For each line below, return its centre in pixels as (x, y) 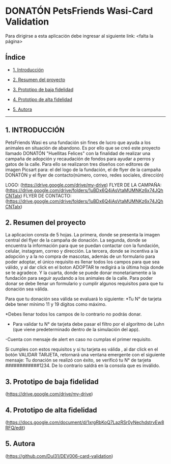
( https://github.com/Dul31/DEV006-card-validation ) (59, 456)
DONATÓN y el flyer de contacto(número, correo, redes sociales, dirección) (84, 175)
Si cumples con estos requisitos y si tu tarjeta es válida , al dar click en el (82, 349)
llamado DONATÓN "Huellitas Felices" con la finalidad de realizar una (78, 153)
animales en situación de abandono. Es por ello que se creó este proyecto (83, 148)
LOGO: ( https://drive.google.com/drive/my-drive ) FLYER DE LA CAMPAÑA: (83, 185)
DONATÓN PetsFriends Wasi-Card (79, 11)
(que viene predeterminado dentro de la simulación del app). (76, 330)
